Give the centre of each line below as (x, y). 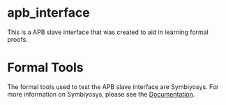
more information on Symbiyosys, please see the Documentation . (101, 94)
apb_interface (48, 13)
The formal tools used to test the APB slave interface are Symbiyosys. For (113, 87)
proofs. (17, 39)
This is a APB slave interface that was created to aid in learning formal (108, 32)
